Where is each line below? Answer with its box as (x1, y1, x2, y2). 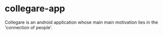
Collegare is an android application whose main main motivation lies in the (5, 19, 158, 25)
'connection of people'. (5, 24, 53, 30)
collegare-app (5, 3, 65, 14)
